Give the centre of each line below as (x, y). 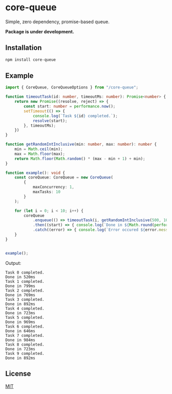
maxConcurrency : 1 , (53, 187)
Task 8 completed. (25, 344)
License (18, 374)
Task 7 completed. (25, 335)
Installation (24, 48)
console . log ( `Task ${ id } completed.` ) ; (75, 116)
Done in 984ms (20, 340)
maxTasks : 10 (46, 192)
